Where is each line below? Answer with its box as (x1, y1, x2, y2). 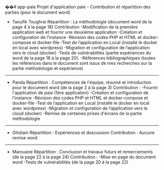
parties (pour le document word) (5, 9, 71, 15)
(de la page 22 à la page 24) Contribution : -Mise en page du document (12, 154, 156, 160)
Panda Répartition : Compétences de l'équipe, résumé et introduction (12, 79, 152, 85)
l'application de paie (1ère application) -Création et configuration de (12, 90, 149, 95)
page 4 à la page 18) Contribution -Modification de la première (12, 24, 138, 30)
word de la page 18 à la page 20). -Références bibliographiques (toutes (12, 55, 156, 61)
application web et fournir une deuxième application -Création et (12, 29, 143, 35)
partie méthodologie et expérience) (12, 65, 83, 71)
